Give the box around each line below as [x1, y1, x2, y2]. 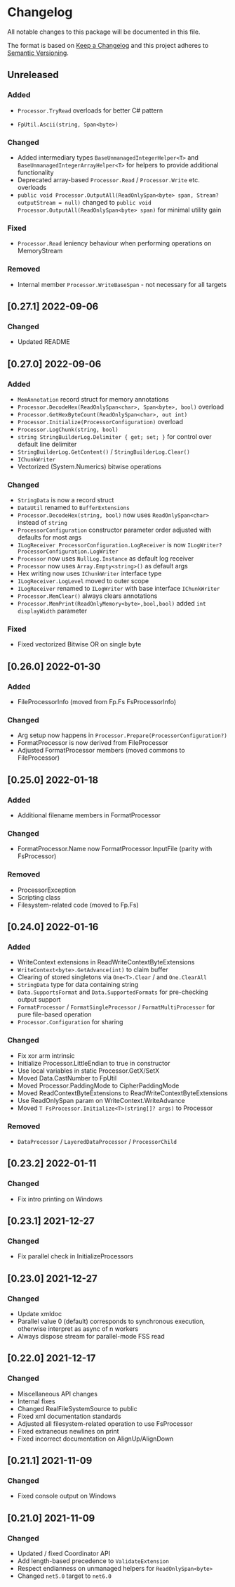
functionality [17, 168, 54, 177]
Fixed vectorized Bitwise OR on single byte [17, 640, 142, 649]
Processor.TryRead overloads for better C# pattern [17, 106, 163, 115]
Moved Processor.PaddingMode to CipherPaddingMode [17, 1081, 180, 1090]
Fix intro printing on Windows [17, 1194, 103, 1203]
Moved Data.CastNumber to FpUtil [17, 1073, 117, 1082]
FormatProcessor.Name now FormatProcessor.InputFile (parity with [17, 845, 213, 853]
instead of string [17, 518, 68, 527]
